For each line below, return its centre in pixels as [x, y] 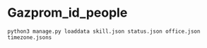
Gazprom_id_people [67, 13]
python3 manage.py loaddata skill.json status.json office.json [104, 31]
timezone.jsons [30, 37]
